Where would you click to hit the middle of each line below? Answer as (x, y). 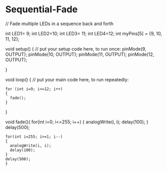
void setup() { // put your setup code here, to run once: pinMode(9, (76, 49)
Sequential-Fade (41, 9)
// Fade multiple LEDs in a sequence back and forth (59, 24)
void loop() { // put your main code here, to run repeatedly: (67, 79)
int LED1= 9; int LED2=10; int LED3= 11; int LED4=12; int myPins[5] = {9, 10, (84, 33)
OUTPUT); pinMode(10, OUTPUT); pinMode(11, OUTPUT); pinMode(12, (80, 54)
